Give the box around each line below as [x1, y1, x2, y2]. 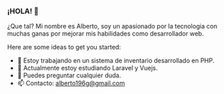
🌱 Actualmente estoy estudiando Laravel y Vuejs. [17, 64, 158, 72]
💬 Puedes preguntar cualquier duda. [17, 71, 122, 79]
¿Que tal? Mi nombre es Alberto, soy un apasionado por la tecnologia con [7, 22, 218, 31]
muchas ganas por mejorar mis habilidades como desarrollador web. [7, 29, 204, 38]
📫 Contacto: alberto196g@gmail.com [17, 79, 125, 88]
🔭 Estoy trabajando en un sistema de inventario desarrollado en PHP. [17, 56, 214, 65]
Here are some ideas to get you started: [7, 43, 122, 52]
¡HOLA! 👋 [7, 6, 39, 16]
